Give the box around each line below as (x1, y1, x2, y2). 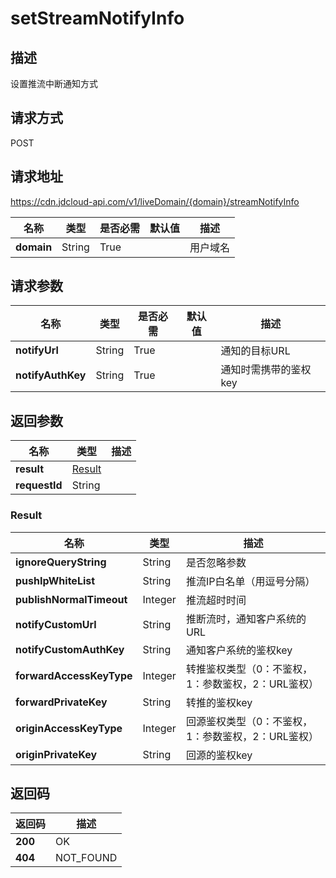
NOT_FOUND (55, 851, 118, 865)
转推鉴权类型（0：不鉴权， (185, 662, 313, 676)
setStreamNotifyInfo (10, 7, 185, 30)
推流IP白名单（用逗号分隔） (185, 574, 316, 588)
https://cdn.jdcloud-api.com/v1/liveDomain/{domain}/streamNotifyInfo (10, 195, 300, 207)
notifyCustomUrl (15, 617, 97, 631)
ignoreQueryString (15, 555, 107, 569)
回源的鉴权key (185, 748, 253, 762)
